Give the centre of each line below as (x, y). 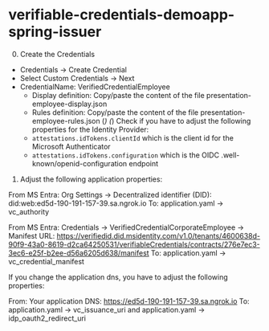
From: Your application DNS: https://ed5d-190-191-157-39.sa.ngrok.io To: (129, 301)
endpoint (144, 163)
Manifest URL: (32, 235)
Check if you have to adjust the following (183, 121)
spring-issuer (55, 32)
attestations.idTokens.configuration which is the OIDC (125, 155)
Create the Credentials (57, 54)
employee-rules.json (66, 121)
